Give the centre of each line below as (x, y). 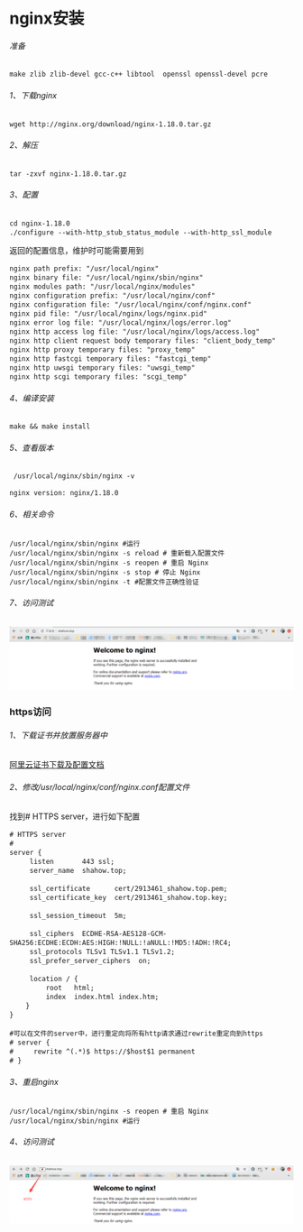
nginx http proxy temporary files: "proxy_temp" (102, 350)
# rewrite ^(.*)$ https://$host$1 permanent (102, 1052)
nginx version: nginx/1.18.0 (64, 493)
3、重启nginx (34, 1081)
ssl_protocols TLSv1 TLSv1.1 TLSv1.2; (102, 952)
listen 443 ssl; (72, 862)
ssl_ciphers (52, 934)
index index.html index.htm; (102, 998)
